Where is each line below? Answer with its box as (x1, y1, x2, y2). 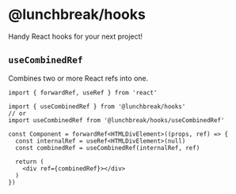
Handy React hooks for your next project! (8, 32, 143, 41)
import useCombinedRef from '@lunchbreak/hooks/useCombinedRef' (8, 116, 225, 124)
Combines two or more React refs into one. (8, 73, 149, 83)
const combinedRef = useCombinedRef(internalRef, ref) (15, 144, 200, 151)
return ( (15, 158, 44, 166)
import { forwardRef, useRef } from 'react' (8, 88, 158, 96)
